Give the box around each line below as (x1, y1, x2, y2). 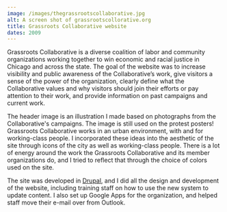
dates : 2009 (7, 29, 41, 36)
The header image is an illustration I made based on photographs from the (7, 113, 217, 121)
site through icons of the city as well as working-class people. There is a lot (7, 141, 220, 150)
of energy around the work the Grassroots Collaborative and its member (7, 149, 210, 157)
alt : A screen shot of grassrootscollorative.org (7, 16, 152, 23)
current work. (7, 99, 46, 107)
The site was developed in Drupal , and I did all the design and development (7, 176, 219, 185)
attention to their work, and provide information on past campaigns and (7, 92, 208, 100)
